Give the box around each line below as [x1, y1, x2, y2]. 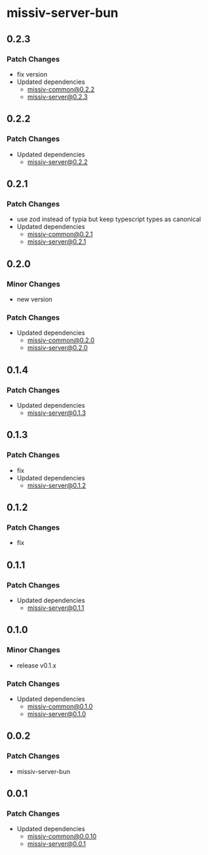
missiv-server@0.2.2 [27, 157, 89, 166]
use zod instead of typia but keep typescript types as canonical [16, 215, 202, 223]
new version [16, 294, 53, 304]
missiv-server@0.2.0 [27, 344, 89, 352]
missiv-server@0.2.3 [27, 92, 89, 101]
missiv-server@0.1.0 [27, 709, 86, 718]
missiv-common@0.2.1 [27, 230, 93, 239]
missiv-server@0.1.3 [27, 408, 86, 417]
